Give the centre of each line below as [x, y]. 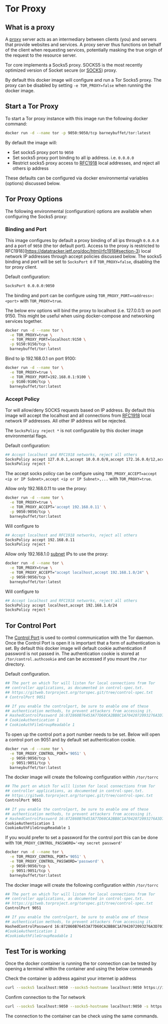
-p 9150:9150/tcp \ [30, 344]
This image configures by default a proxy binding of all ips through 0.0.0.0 [82, 240]
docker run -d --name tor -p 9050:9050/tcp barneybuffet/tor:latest [78, 133]
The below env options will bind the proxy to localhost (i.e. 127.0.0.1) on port [83, 310]
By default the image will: [31, 142]
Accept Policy [22, 399]
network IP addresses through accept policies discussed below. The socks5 [83, 256]
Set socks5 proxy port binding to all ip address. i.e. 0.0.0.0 [73, 157]
